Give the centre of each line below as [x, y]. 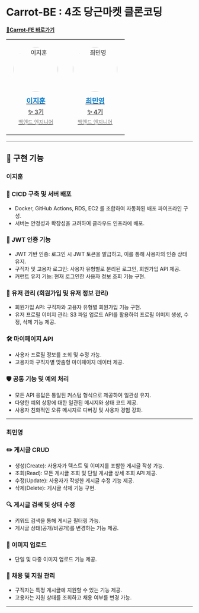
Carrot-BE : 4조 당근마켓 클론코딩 [84, 12]
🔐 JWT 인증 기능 [29, 240]
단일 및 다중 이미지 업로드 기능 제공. [56, 559]
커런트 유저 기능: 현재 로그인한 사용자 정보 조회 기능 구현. [80, 276]
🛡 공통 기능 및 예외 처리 [38, 379]
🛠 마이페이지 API [30, 339]
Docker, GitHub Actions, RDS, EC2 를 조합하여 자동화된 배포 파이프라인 [98, 208]
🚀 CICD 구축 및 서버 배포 [39, 194]
